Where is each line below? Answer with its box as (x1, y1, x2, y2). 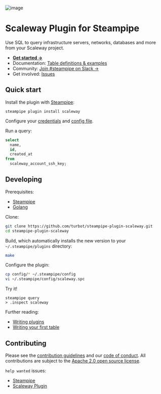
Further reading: (5, 309, 39, 315)
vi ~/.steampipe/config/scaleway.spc (5, 277, 85, 282)
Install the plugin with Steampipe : (5, 99, 75, 105)
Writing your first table (12, 324, 60, 330)
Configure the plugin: (5, 262, 50, 268)
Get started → (12, 54, 43, 60)
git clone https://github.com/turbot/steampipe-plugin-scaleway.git (5, 224, 153, 229)
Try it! (5, 286, 18, 292)
